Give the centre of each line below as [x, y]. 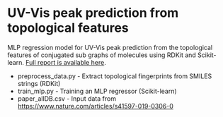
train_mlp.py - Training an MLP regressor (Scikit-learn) [97, 91]
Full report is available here [65, 62]
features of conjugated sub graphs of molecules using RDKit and [102, 55]
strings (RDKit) [39, 83]
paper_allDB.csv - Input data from [67, 98]
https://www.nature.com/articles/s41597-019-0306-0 [95, 106]
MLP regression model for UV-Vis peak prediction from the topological [110, 47]
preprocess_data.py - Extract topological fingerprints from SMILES [115, 76]
